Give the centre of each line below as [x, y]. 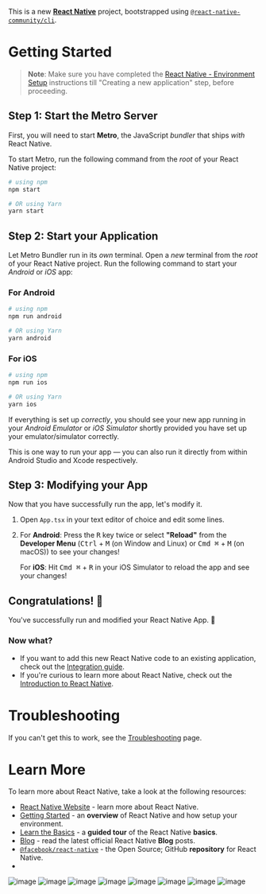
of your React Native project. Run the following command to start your [123, 264]
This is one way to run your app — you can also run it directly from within [128, 452]
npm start [25, 189]
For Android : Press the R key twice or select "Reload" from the [123, 535]
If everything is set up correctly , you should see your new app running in [127, 419]
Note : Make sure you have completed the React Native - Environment [141, 74]
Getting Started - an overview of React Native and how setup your [129, 815]
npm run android [35, 317]
